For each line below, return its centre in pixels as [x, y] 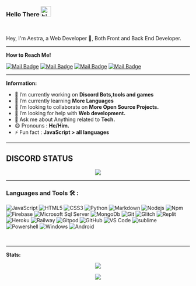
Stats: [14, 255]
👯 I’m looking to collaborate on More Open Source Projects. [87, 107]
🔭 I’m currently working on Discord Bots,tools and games [84, 95]
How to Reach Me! [29, 55]
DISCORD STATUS [40, 158]
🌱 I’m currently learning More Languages [64, 101]
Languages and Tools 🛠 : [42, 193]
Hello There [23, 14]
